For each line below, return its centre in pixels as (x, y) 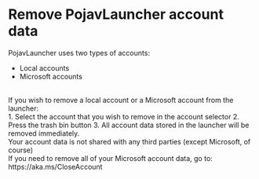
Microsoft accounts (51, 76)
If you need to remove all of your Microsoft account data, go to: (111, 158)
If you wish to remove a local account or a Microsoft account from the (121, 100)
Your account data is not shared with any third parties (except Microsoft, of (129, 141)
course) (21, 150)
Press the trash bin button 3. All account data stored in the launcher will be (129, 125)
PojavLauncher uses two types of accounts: (79, 53)
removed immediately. (44, 133)
